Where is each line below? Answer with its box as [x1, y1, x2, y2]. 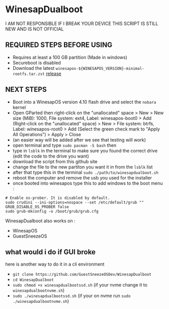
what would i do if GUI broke [5, 247, 96, 256]
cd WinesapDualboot [12, 277, 54, 282]
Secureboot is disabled [12, 60, 61, 66]
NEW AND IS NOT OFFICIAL [5, 25, 64, 32]
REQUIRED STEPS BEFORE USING [5, 41, 113, 49]
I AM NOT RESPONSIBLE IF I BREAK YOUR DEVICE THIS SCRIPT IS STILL [5, 20, 158, 27]
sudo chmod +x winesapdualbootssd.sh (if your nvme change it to [12, 282, 148, 288]
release [45, 70, 62, 76]
